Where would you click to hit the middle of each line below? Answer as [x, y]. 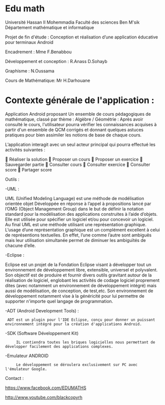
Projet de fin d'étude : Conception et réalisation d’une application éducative [82, 37]
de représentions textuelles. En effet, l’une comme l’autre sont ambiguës [78, 235]
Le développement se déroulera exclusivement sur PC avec [77, 365]
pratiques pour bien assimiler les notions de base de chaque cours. [73, 135]
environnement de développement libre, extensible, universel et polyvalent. [81, 270]
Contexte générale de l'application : [80, 100]
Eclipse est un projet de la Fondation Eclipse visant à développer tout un [78, 265]
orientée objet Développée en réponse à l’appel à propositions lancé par [78, 203]
